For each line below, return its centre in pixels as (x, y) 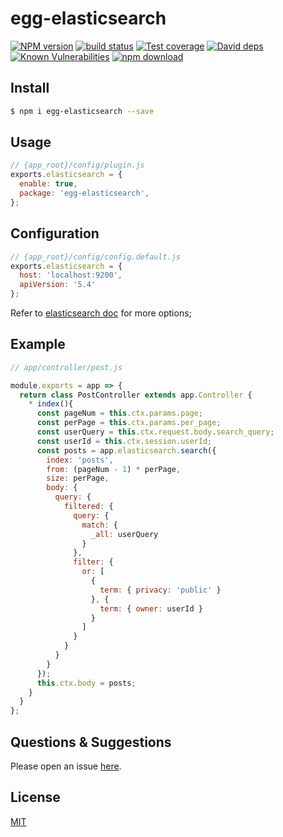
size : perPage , (78, 478)
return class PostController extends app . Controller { (136, 395)
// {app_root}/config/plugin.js (77, 165)
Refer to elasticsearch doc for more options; (101, 313)
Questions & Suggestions (91, 742)
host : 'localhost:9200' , (71, 275)
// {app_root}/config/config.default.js (96, 257)
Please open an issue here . (66, 766)
